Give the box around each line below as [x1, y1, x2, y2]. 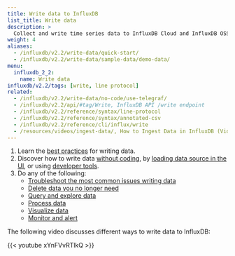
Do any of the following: [17, 169, 87, 177]
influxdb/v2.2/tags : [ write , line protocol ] [7, 82, 139, 89]
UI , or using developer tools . [17, 162, 99, 170]
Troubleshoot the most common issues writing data [27, 177, 176, 185]
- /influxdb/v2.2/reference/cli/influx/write [13, 121, 149, 128]
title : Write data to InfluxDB [7, 10, 99, 18]
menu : [7, 62, 23, 69]
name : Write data [20, 75, 71, 83]
